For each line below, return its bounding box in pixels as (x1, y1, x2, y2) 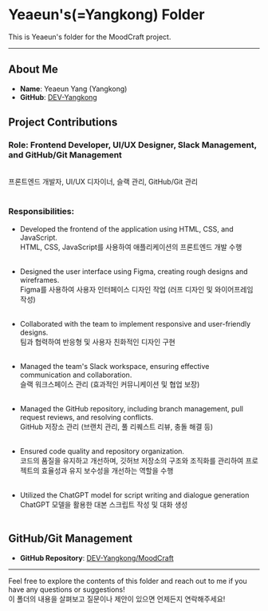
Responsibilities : (8, 206, 74, 217)
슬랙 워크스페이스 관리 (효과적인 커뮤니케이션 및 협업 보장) (19, 379, 200, 389)
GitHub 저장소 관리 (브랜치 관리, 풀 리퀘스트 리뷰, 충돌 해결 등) (19, 422, 214, 431)
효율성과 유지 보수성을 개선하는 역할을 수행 (41, 466, 174, 475)
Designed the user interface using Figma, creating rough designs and (19, 266, 249, 276)
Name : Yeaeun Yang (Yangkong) (19, 84, 128, 93)
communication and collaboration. (19, 370, 132, 379)
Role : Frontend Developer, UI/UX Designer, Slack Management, (8, 140, 258, 151)
